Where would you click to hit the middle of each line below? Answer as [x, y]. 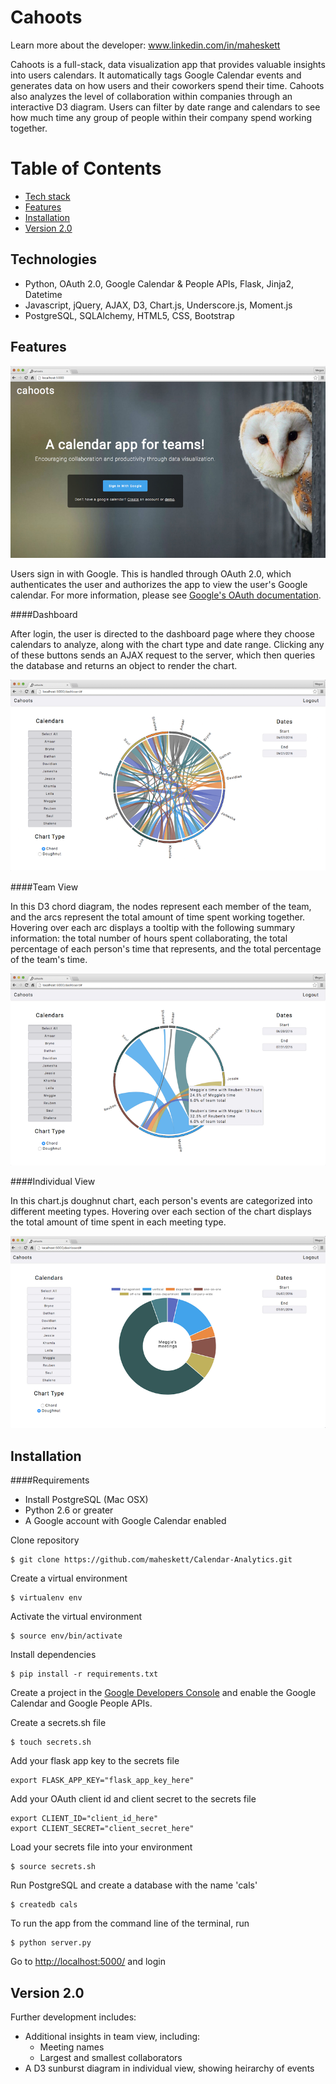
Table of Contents [86, 168]
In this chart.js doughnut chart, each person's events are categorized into [161, 1200]
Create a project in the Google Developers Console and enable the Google [163, 1693]
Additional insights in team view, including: [112, 2037]
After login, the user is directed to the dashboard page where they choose [162, 634]
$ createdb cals [44, 1905]
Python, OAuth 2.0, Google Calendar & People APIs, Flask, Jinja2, [159, 283]
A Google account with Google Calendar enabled [125, 1521]
